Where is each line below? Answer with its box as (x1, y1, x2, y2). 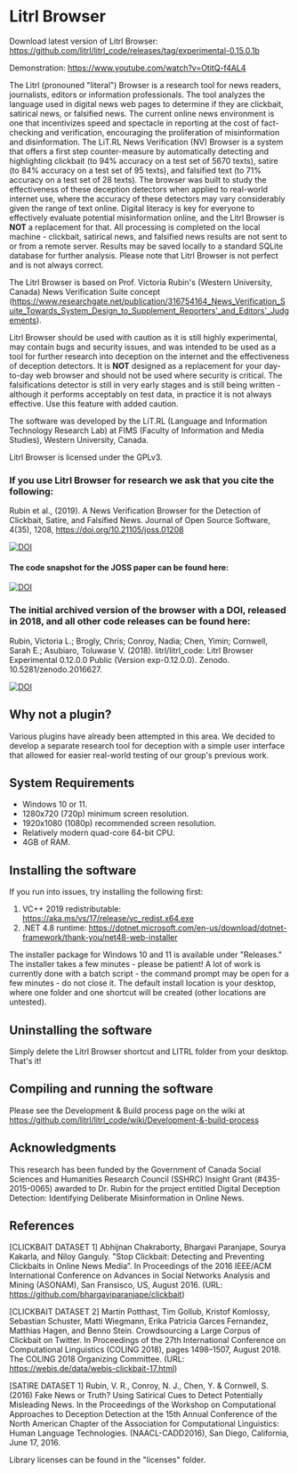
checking (9, 127, 44, 137)
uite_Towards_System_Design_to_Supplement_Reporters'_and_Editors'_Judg (9, 305, 289, 315)
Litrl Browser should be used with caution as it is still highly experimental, (9, 332, 278, 342)
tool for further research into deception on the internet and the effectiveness (9, 350, 290, 362)
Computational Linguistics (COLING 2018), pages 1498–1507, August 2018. (9, 1344, 282, 1355)
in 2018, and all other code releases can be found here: (9, 615, 251, 627)
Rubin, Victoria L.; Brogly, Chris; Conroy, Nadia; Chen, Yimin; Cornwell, (9, 635, 269, 646)
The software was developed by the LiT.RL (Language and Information (9, 415, 268, 426)
